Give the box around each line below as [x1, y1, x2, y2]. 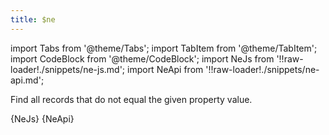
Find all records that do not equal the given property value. [10, 93, 253, 105]
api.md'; [10, 74, 45, 86]
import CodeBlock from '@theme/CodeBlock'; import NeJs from [10, 52, 275, 65]
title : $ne [10, 14, 56, 25]
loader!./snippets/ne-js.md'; [10, 63, 126, 75]
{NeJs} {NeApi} [10, 112, 75, 125]
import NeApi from [127, 63, 204, 75]
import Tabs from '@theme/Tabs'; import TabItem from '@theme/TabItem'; [10, 42, 318, 54]
